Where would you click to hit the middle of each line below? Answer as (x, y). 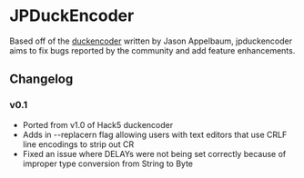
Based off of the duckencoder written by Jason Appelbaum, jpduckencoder (151, 41)
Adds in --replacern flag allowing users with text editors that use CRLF (155, 134)
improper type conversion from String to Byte (108, 163)
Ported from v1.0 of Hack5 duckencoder (98, 124)
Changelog (41, 79)
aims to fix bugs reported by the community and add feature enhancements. (152, 50)
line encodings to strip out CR (78, 144)
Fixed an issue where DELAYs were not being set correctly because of (154, 153)
